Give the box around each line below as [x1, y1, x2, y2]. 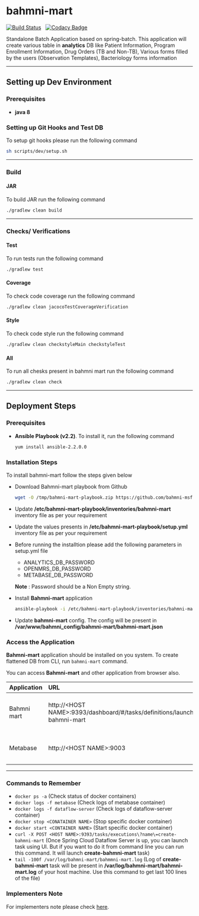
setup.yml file [14, 547, 49, 554]
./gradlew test [6, 266, 44, 272]
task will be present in [49, 862, 103, 869]
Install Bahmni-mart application [14, 594, 93, 602]
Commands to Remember [6, 779, 81, 787]
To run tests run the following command [6, 254, 104, 262]
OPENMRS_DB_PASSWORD [23, 565, 91, 572]
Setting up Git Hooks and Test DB [6, 123, 104, 131]
